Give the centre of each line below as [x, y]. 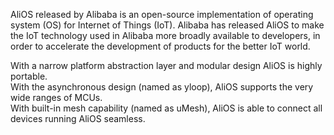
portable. [29, 76]
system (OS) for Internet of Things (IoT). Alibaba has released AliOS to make [167, 25]
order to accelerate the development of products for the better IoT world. [160, 46]
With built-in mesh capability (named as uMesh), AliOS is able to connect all [166, 108]
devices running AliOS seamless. [78, 118]
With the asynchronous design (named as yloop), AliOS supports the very [162, 87]
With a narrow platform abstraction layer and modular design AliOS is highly [166, 65]
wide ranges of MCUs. [56, 97]
